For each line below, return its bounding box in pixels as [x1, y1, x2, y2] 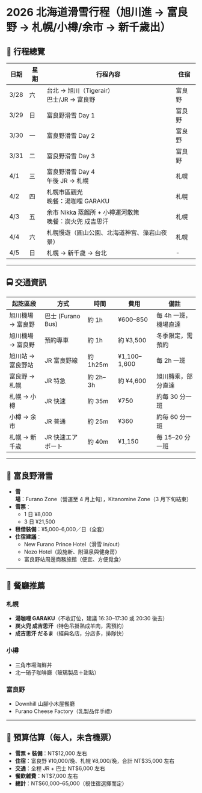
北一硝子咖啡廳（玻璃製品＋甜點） [14, 668, 100, 676]
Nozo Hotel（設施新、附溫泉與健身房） [23, 548, 120, 555]
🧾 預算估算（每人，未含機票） [6, 732, 116, 743]
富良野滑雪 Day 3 [46, 152, 95, 160]
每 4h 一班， [156, 311, 192, 319]
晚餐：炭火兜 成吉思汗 [46, 217, 109, 226]
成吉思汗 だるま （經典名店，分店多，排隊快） [14, 630, 127, 637]
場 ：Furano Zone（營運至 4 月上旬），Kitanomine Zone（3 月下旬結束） [14, 495, 192, 502]
